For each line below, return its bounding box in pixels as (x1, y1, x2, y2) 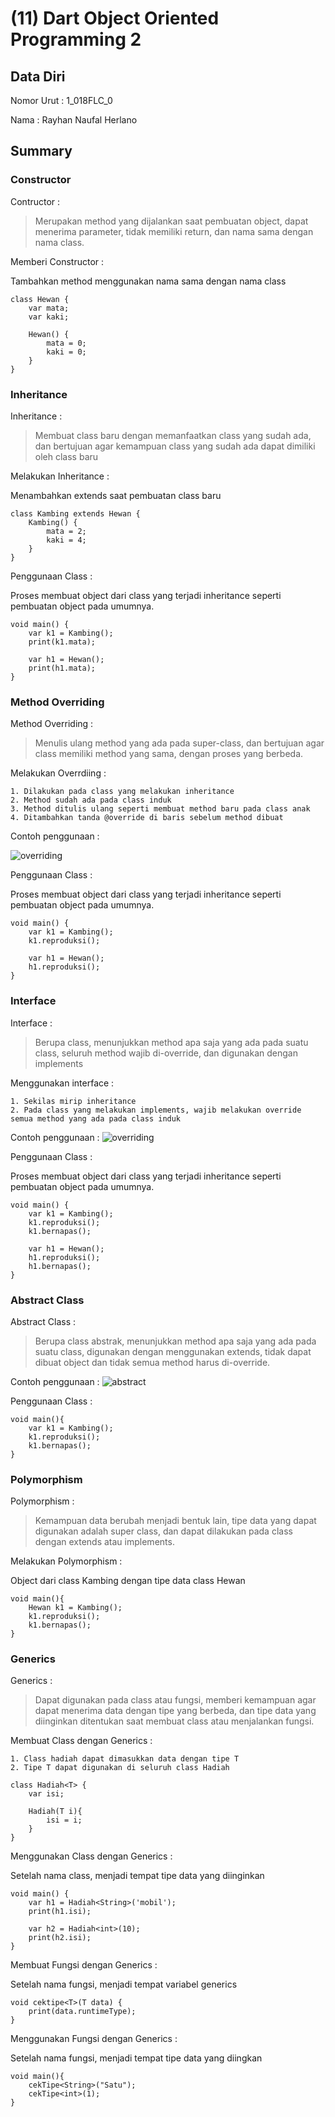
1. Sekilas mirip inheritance (10, 1096, 137, 1106)
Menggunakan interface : (10, 1077, 115, 1089)
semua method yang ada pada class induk (10, 1113, 182, 1124)
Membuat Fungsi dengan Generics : (10, 1959, 158, 1971)
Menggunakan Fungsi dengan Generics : (10, 2033, 178, 2045)
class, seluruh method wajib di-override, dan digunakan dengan (34, 1047, 298, 1059)
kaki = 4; (46, 535, 87, 545)
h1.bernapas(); (28, 1261, 92, 1271)
